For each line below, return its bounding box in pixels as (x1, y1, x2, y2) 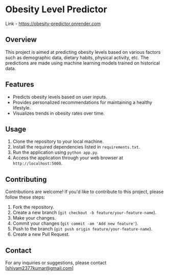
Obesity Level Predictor (5, 4, 107, 15)
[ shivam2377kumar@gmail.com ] (5, 265, 74, 271)
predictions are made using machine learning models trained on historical (5, 60, 160, 66)
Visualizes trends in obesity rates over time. (12, 110, 105, 116)
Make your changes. (12, 215, 56, 221)
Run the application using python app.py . (12, 150, 99, 156)
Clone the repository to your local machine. (12, 138, 104, 144)
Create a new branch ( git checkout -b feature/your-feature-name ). (12, 209, 157, 216)
